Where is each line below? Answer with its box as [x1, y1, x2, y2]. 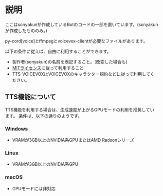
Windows [5, 125, 28, 132]
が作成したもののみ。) [5, 27, 48, 33]
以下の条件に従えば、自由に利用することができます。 [5, 48, 111, 54]
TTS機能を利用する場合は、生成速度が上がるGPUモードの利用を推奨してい [5, 107, 155, 112]
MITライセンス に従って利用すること [12, 65, 84, 71]
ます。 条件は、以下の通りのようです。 [5, 113, 83, 119]
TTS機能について [5, 93, 56, 101]
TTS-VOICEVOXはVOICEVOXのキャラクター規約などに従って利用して [12, 71, 150, 77]
